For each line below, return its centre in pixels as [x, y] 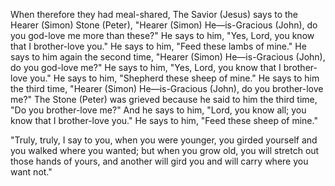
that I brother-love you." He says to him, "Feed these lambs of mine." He [158, 46]
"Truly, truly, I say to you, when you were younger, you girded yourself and [164, 140]
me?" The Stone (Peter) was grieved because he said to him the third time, [164, 99]
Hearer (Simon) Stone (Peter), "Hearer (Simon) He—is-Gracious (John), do [164, 25]
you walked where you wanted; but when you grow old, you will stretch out [165, 150]
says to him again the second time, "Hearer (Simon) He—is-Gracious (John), [168, 57]
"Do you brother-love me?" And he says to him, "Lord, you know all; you [158, 110]
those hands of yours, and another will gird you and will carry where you [159, 161]
